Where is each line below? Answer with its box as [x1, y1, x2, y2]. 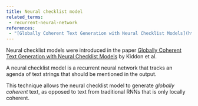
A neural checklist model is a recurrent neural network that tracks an [6, 64, 173, 71]
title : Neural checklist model [6, 8, 83, 15]
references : [6, 25, 35, 31]
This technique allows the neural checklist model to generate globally [6, 82, 175, 89]
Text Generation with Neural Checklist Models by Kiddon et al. [6, 53, 157, 60]
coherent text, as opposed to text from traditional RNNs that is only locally [6, 88, 186, 95]
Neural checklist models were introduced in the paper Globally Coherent [6, 47, 181, 54]
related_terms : [6, 14, 44, 20]
